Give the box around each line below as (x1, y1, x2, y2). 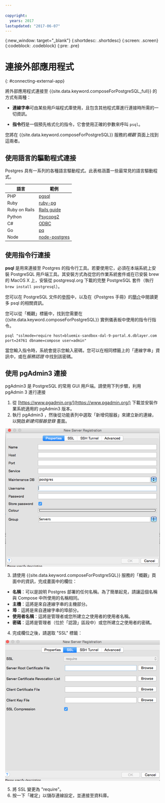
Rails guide (38, 207, 61, 213)
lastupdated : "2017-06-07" (5, 24, 60, 29)
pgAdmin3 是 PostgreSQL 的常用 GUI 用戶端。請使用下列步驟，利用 (5, 383, 141, 389)
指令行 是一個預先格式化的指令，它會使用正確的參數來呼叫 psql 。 (12, 121, 143, 127)
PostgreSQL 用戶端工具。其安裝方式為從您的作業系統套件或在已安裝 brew (10, 271, 160, 277)
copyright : (5, 13, 27, 18)
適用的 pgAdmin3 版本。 (25, 406, 75, 412)
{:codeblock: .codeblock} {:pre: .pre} (5, 43, 80, 49)
